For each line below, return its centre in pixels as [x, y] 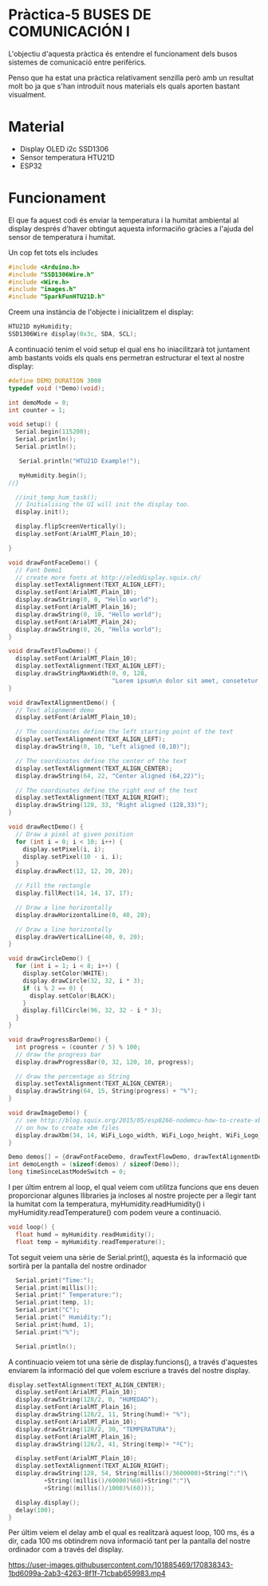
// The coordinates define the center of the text [101, 761]
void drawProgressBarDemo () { [59, 1040]
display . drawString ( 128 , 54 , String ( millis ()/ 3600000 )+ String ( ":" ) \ [132, 1474]
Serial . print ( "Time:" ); [55, 1280]
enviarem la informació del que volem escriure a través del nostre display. [130, 1370]
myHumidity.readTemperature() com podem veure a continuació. [115, 1213]
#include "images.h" [43, 289]
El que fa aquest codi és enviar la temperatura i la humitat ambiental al [124, 220]
